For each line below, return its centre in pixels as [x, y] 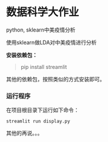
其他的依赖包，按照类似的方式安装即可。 [55, 79]
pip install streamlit [44, 67]
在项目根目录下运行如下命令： [42, 110]
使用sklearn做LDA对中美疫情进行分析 [51, 42]
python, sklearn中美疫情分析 [41, 30]
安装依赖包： [22, 55]
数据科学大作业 [43, 12]
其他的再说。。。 [24, 133]
